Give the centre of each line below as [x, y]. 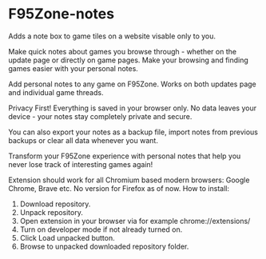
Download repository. [55, 204]
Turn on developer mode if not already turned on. [101, 229]
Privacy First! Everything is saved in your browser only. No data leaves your [133, 108]
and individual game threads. [56, 92]
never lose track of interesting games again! [81, 164]
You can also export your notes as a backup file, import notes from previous [133, 132]
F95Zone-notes [61, 14]
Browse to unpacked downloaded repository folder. [104, 246]
